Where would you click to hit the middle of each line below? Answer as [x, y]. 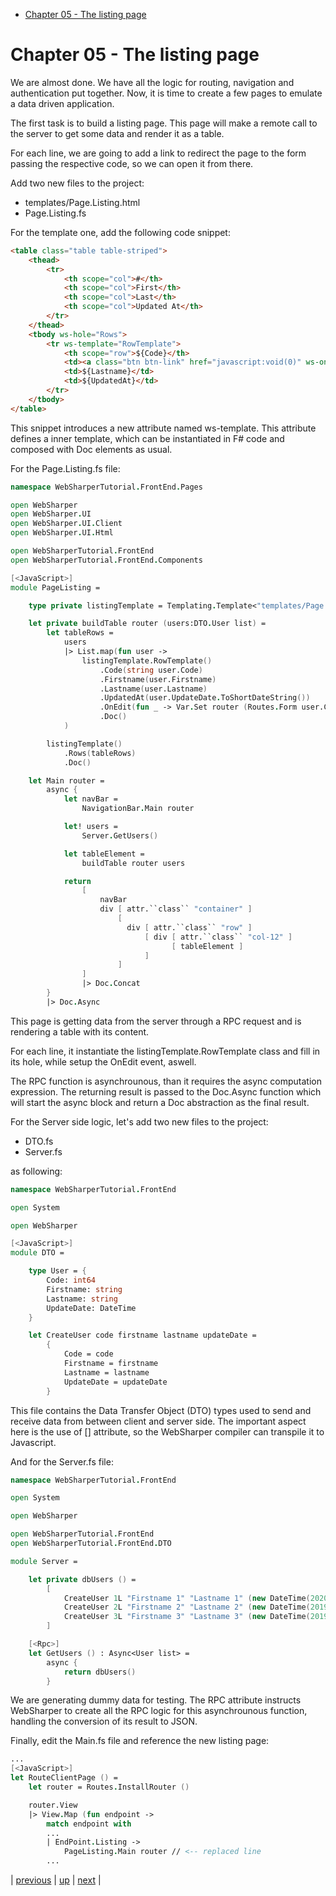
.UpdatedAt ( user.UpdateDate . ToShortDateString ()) [205, 698]
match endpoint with [89, 1824]
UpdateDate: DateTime [91, 1308]
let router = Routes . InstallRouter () [109, 1787]
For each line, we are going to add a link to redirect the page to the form [158, 153]
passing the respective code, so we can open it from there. [132, 163]
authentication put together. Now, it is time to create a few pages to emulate [166, 93]
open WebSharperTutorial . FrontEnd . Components [106, 560]
